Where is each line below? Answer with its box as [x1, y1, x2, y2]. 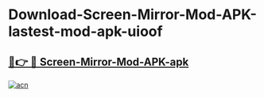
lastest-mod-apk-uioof [8, 22, 163, 41]
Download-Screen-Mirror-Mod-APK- [8, 6, 257, 24]
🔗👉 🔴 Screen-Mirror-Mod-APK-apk [8, 55, 189, 68]
